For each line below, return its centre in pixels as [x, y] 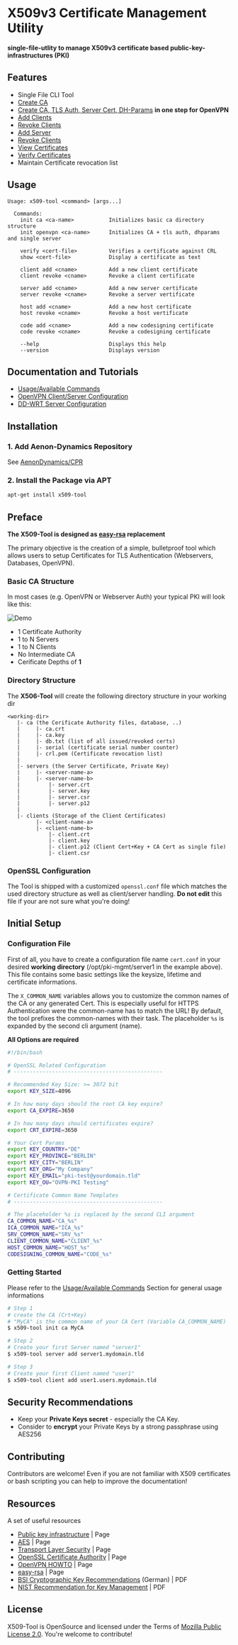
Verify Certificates [44, 155]
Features [27, 78]
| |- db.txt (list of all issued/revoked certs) [96, 741]
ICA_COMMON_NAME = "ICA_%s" [45, 1228]
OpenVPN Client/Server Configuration [73, 397]
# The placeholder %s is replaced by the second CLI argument [101, 1214]
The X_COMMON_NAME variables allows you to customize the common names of [118, 995]
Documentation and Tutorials [73, 371]
